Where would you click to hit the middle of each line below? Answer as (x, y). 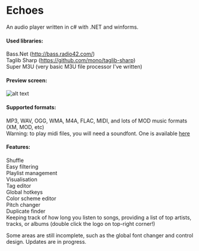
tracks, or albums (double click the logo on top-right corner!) (81, 224)
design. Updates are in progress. (46, 241)
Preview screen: (27, 80)
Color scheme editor (31, 198)
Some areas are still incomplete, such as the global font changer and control (100, 235)
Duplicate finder (26, 211)
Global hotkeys (24, 192)
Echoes (25, 10)
